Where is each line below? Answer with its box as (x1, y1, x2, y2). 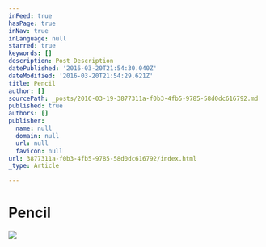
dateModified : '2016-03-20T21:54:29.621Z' (8, 72, 154, 80)
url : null (15, 139, 49, 148)
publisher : (8, 117, 45, 125)
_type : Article (8, 162, 60, 170)
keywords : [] (8, 49, 53, 57)
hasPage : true (8, 19, 57, 27)
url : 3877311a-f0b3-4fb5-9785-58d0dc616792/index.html (8, 154, 197, 162)
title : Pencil (8, 79, 57, 87)
